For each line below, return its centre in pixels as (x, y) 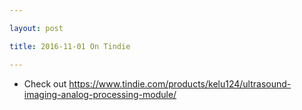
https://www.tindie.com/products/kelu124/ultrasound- (180, 83)
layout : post (36, 28)
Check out (45, 83)
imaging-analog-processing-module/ (100, 94)
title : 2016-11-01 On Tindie (70, 46)
